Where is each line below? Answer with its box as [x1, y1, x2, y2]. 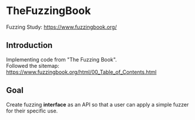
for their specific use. [6, 107, 58, 114]
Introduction [6, 40, 53, 50]
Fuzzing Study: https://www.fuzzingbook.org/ [6, 23, 117, 30]
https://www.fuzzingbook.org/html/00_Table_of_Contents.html [6, 68, 157, 76]
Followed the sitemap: [6, 62, 60, 69]
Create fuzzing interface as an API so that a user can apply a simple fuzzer [6, 101, 189, 108]
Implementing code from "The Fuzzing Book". [6, 56, 117, 63]
